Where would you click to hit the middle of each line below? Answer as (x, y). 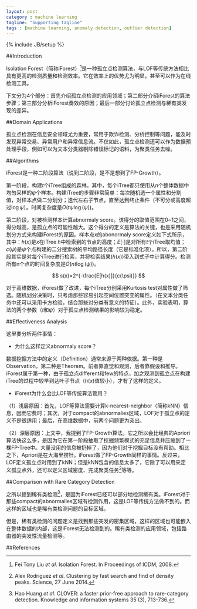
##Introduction (24, 56)
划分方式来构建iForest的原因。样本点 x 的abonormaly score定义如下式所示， (97, 234)
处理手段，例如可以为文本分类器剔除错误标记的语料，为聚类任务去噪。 (91, 149)
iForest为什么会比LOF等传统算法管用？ (61, 393)
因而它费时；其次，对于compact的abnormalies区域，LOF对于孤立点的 (101, 413)
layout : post (22, 11)
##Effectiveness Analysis (37, 322)
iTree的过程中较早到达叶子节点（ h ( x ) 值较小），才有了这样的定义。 (85, 380)
